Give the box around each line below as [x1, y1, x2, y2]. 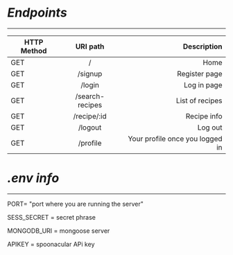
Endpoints [7, 5, 67, 21]
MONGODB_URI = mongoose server [7, 227, 110, 235]
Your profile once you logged [128, 134, 223, 143]
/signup [77, 69, 103, 78]
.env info [7, 170, 60, 186]
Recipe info [185, 111, 223, 121]
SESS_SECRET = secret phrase [7, 213, 96, 221]
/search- [75, 91, 105, 101]
